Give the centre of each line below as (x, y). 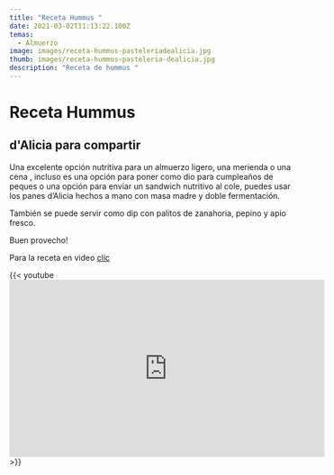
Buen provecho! (39, 240)
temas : (22, 34)
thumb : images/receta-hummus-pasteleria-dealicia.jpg (113, 59)
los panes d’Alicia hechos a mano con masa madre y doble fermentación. (145, 195)
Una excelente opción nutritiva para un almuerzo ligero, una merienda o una (150, 166)
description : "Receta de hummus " (74, 68)
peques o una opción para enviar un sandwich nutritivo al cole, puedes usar (150, 186)
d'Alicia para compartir (75, 145)
